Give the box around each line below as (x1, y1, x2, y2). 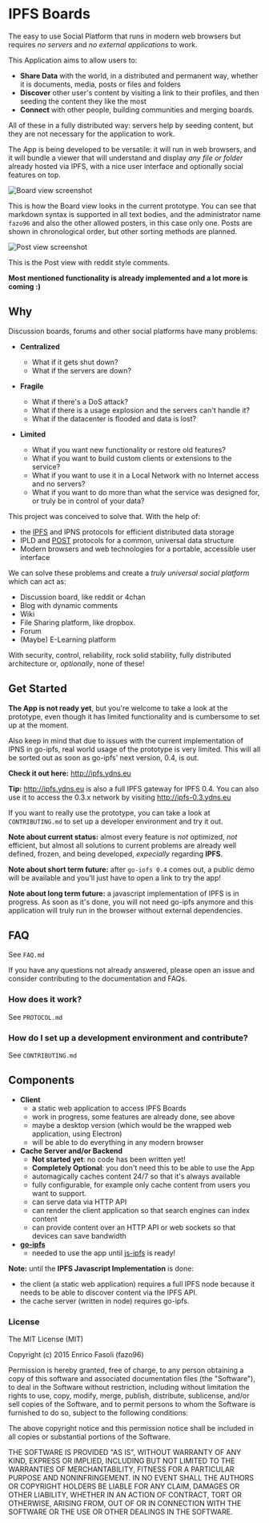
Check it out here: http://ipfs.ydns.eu (8, 768, 132, 778)
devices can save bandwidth (31, 1231, 126, 1240)
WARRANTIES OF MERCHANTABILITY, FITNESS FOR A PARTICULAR (8, 1465, 235, 1474)
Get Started (8, 682, 67, 695)
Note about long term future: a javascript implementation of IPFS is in (8, 888, 239, 898)
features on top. (8, 170, 62, 179)
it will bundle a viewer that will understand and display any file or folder (8, 153, 243, 163)
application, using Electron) (31, 1129, 122, 1138)
